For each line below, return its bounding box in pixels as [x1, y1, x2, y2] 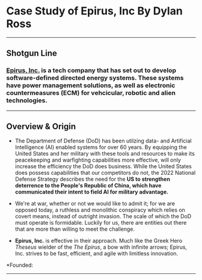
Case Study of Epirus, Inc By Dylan [6, 4, 183, 18]
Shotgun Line [6, 48, 57, 58]
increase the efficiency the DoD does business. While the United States [14, 163, 192, 170]
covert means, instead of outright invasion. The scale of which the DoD [14, 213, 192, 220]
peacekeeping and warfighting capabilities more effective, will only [14, 156, 182, 163]
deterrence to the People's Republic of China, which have [14, 182, 162, 189]
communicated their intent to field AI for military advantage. [14, 188, 169, 196]
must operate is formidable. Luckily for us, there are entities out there [14, 219, 187, 227]
